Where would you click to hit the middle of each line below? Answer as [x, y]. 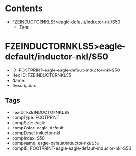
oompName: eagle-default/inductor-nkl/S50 [56, 143]
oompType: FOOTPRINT [36, 117]
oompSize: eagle [29, 122]
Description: [24, 85]
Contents [24, 8]
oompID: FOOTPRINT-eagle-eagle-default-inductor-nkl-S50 [72, 148]
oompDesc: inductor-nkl [36, 133]
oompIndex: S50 [28, 138]
